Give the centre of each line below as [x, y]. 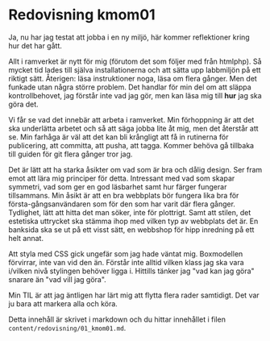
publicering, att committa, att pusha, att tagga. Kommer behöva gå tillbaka [131, 145]
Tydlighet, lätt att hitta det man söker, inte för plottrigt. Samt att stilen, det [130, 212]
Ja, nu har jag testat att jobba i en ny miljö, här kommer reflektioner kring [129, 37]
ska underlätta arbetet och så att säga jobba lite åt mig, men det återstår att [134, 128]
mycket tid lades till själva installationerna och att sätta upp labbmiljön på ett [135, 69]
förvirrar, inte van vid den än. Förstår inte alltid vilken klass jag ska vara [126, 262]
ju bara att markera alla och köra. [63, 303]
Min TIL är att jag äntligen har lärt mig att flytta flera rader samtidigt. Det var [134, 295]
